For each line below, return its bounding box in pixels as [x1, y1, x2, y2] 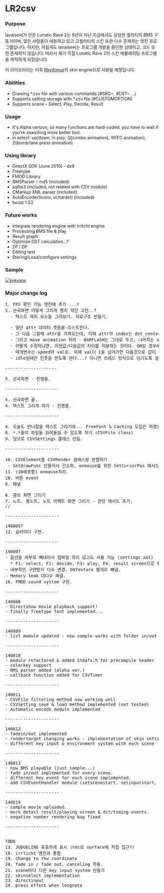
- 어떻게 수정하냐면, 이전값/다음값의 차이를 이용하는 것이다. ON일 [10, 343, 146, 349]
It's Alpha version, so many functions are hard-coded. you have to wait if [12, 124, 159, 130]
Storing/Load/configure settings [12, 254, 77, 260]
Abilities [5, 79, 25, 86]
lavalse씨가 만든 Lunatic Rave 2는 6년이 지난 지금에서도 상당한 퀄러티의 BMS [5, 32, 153, 38]
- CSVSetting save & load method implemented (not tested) [5, 702, 150, 707]
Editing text [12, 249, 35, 255]
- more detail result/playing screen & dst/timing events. [5, 809, 150, 815]
